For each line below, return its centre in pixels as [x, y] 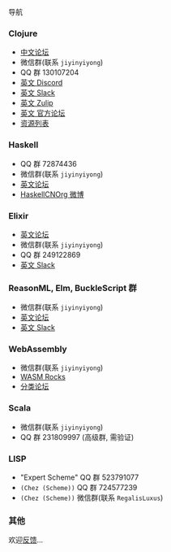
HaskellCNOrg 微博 [52, 194]
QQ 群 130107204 [49, 72]
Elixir [19, 215]
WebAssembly [38, 350]
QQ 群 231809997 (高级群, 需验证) [77, 437]
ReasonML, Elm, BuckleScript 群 [73, 288]
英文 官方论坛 [43, 113]
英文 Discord [41, 83]
